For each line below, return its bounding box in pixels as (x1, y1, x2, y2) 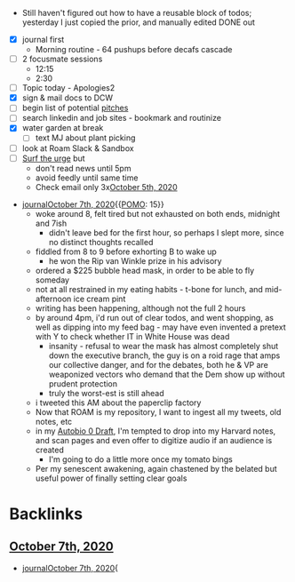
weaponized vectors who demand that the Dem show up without (48, 369, 286, 379)
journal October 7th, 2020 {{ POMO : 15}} (21, 199, 164, 210)
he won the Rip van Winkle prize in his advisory (48, 255, 222, 266)
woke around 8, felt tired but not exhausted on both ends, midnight (35, 208, 281, 219)
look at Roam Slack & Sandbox (21, 142, 135, 154)
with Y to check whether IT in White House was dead (35, 331, 230, 341)
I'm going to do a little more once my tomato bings (48, 453, 233, 465)
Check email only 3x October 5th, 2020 (35, 181, 178, 192)
